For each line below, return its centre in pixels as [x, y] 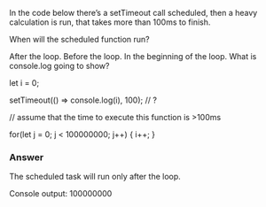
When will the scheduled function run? [79, 39]
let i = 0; [24, 83]
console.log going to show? [59, 66]
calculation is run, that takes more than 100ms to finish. [110, 22]
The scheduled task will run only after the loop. [95, 177]
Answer [27, 157]
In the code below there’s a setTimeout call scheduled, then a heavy [133, 13]
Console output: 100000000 [61, 194]
